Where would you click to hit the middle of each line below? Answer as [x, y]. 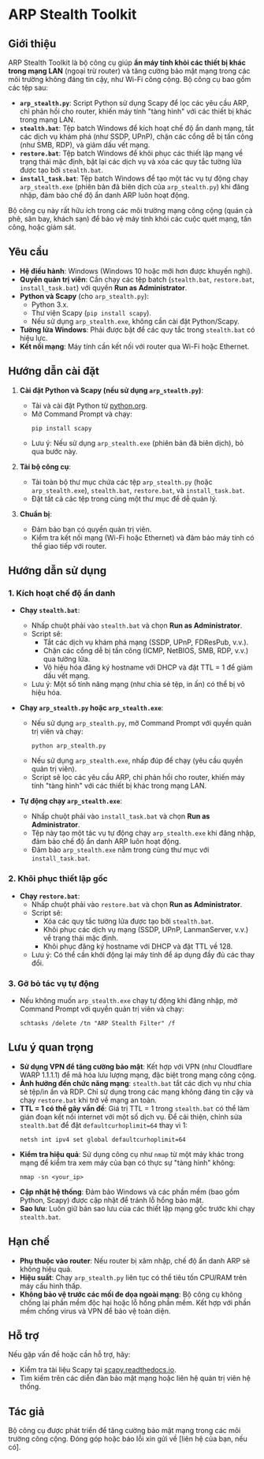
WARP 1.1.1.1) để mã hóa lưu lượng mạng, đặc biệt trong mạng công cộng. [138, 1075]
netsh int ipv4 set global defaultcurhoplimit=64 [103, 1140]
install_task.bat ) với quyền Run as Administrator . [103, 287]
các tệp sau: [28, 88]
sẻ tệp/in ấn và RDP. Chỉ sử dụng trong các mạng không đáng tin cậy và [136, 1091]
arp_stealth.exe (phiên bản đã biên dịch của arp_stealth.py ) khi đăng [134, 187]
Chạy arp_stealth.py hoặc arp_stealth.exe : [91, 708]
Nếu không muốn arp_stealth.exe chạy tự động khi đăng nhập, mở [128, 1000]
